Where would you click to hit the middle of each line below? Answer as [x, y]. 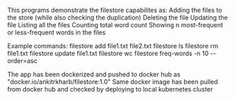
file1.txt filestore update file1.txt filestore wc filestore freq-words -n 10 [108, 53]
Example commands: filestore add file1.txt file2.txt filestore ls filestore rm [113, 46]
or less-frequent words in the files [57, 32]
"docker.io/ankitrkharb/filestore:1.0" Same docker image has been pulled [113, 82]
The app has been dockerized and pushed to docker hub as [94, 74]
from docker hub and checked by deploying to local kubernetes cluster [110, 89]
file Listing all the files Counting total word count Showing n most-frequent [115, 25]
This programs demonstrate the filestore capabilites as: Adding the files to [115, 10]
